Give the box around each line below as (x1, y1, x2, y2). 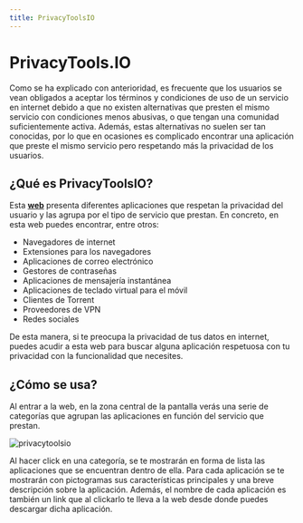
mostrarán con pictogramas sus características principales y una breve (9, 475, 274, 486)
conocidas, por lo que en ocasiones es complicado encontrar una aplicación (9, 131, 294, 141)
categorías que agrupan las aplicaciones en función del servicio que (9, 411, 264, 421)
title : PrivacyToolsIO (9, 13, 95, 23)
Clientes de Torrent (22, 295, 95, 305)
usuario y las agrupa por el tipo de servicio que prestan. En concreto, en (9, 209, 279, 220)
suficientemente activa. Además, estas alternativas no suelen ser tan (9, 121, 267, 131)
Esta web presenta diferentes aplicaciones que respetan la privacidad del (9, 200, 283, 211)
